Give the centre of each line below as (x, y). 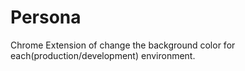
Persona (46, 17)
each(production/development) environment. (103, 55)
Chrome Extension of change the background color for (123, 45)
